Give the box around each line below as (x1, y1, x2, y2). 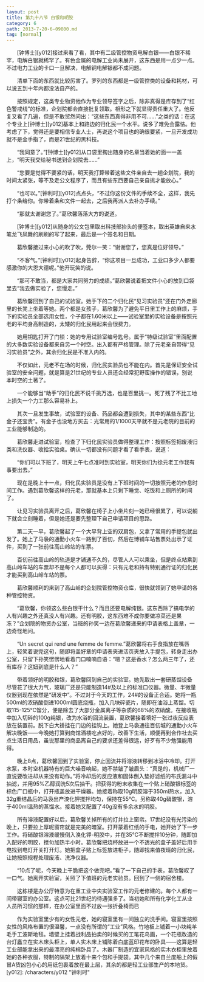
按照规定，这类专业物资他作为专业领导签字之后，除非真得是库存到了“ (16, 98, 190, 105)
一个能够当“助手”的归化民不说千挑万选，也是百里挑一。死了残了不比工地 (16, 390, 197, 397)
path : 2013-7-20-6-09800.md (6, 26, 78, 32)
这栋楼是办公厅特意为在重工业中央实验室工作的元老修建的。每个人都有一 (16, 887, 198, 894)
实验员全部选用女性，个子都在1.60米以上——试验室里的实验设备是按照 (16, 313, 192, 320)
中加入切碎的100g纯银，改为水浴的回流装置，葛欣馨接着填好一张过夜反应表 (6, 714, 194, 721)
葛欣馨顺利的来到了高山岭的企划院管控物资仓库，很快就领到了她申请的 (16, 584, 192, 592)
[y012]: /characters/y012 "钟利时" (6, 969, 90, 976)
